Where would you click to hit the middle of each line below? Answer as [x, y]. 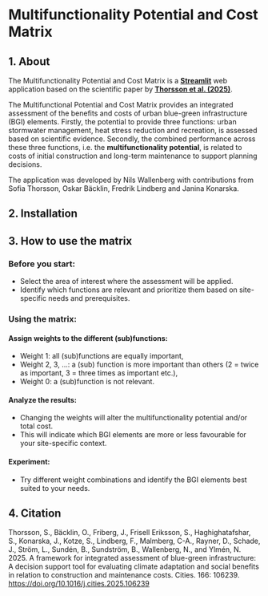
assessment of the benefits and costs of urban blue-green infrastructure [128, 113]
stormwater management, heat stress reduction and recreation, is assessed [133, 130]
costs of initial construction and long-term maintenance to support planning [133, 156]
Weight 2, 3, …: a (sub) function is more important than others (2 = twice [139, 365]
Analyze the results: [43, 399]
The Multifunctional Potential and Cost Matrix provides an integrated [121, 105]
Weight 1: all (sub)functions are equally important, [102, 356]
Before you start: [42, 264]
